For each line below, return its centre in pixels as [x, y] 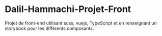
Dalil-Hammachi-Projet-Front [68, 9]
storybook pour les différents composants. [49, 28]
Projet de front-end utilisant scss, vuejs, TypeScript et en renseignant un [81, 23]
